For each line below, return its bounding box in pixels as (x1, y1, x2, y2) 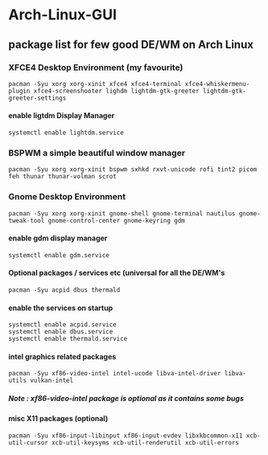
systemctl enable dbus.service (8, 328, 113, 336)
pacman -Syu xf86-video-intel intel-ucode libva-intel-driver (8, 370, 221, 378)
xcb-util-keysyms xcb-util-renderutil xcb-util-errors (51, 439, 240, 447)
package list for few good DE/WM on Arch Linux (8, 38, 254, 51)
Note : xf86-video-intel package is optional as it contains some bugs (8, 394, 244, 404)
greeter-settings (8, 94, 67, 102)
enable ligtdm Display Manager (8, 111, 115, 121)
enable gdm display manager (8, 233, 108, 243)
